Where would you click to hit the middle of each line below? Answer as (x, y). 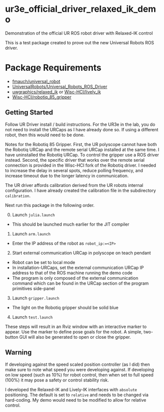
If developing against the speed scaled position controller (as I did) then (78, 364)
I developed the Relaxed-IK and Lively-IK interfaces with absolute (71, 389)
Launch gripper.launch (36, 298)
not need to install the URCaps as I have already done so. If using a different (82, 129)
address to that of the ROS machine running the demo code (72, 273)
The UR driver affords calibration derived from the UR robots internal (74, 185)
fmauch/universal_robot (36, 81)
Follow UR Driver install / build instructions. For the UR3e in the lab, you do (80, 124)
